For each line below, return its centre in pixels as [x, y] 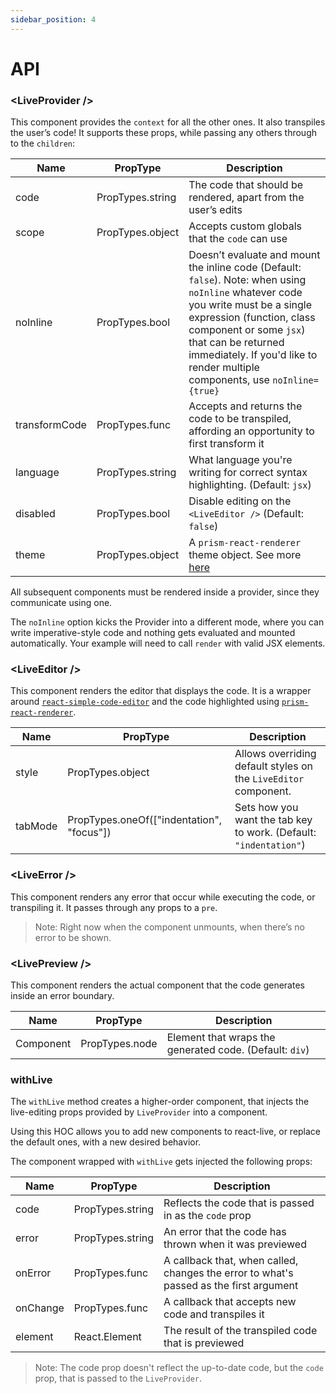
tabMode [36, 826]
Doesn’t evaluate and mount [254, 255]
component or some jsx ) [247, 330]
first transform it [226, 444]
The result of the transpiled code [240, 1331]
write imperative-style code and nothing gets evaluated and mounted [153, 633]
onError [33, 1273]
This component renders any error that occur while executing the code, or [163, 897]
